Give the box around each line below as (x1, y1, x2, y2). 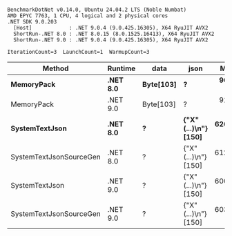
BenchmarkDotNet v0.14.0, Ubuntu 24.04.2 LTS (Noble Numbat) (7, 6, 187, 13)
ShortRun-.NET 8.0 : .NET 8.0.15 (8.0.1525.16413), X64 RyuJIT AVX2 (13, 30, 215, 37)
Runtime (107, 63, 136, 73)
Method (42, 63, 69, 73)
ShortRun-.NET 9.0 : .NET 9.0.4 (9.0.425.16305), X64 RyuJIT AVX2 (13, 37, 209, 43)
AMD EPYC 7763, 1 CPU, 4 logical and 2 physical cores (7, 12, 168, 19)
